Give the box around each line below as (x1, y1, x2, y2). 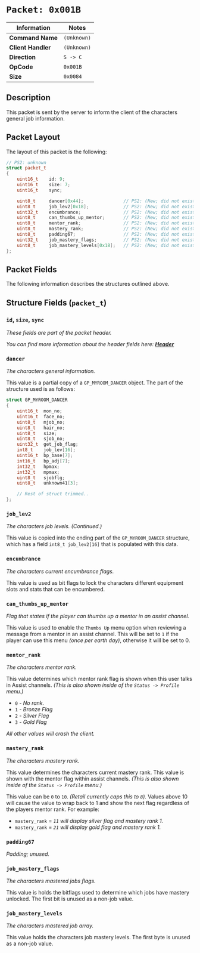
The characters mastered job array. (6, 922, 94, 929)
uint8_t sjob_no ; (17, 436, 65, 442)
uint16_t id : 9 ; (17, 176, 65, 183)
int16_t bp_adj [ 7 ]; (17, 458, 70, 464)
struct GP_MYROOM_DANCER (6, 397, 68, 403)
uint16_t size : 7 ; (17, 182, 70, 188)
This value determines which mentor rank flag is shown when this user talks (6, 676, 192, 683)
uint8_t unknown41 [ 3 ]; (17, 480, 79, 486)
